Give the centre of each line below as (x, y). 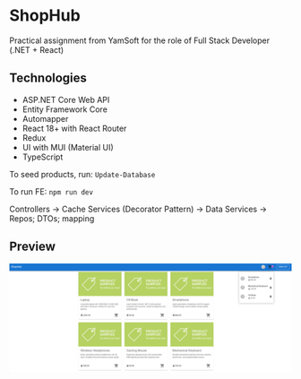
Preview (33, 247)
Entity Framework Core (64, 109)
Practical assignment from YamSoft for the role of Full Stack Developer (140, 40)
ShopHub (45, 16)
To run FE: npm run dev (52, 191)
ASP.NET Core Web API (66, 99)
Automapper (45, 118)
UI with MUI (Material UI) (68, 147)
